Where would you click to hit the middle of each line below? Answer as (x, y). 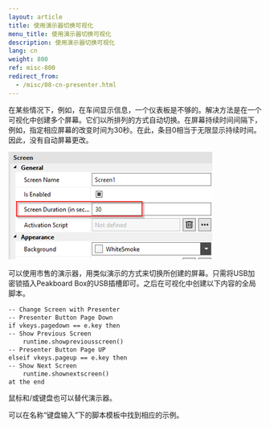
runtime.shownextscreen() (66, 374)
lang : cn (23, 51)
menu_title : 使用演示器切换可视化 (60, 34)
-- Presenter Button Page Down (61, 318)
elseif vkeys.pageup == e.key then (68, 358)
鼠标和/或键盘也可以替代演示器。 (63, 397)
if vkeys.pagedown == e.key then (64, 326)
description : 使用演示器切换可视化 (61, 43)
